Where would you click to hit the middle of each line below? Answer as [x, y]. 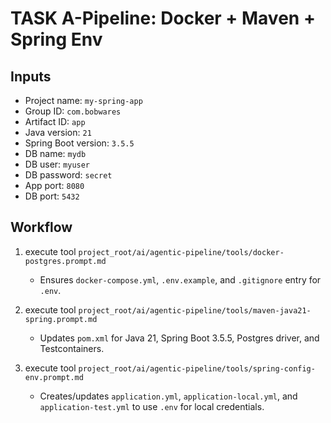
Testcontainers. [72, 348]
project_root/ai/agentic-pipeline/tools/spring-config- [197, 368]
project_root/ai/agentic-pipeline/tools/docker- [181, 252]
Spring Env [56, 39]
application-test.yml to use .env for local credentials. [152, 406]
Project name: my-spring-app [83, 100]
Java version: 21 [58, 132]
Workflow [41, 227]
